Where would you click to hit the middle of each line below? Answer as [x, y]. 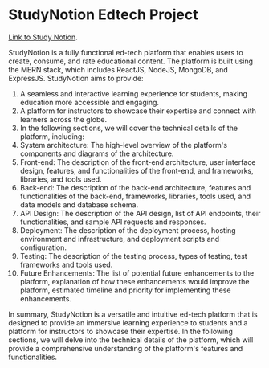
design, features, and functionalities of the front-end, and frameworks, [137, 170]
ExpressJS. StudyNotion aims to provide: [76, 78]
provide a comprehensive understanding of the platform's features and [126, 348]
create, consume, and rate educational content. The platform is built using [131, 61]
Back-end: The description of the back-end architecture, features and [135, 187]
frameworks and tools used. [66, 264]
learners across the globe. [63, 119]
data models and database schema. [79, 204]
